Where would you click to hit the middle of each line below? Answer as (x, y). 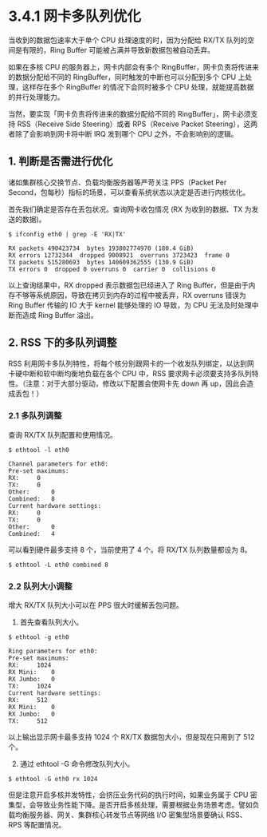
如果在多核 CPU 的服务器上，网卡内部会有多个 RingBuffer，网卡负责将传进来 (133, 67)
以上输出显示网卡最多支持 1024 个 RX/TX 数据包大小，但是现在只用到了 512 (132, 737)
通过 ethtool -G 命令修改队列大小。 (77, 764)
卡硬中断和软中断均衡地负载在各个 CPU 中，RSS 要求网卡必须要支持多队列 (130, 373)
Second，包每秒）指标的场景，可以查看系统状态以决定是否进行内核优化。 (129, 192)
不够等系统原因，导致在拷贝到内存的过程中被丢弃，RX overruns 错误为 (131, 295)
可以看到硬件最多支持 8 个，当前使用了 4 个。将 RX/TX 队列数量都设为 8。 (130, 549)
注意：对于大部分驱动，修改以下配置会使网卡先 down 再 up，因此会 (136, 383)
